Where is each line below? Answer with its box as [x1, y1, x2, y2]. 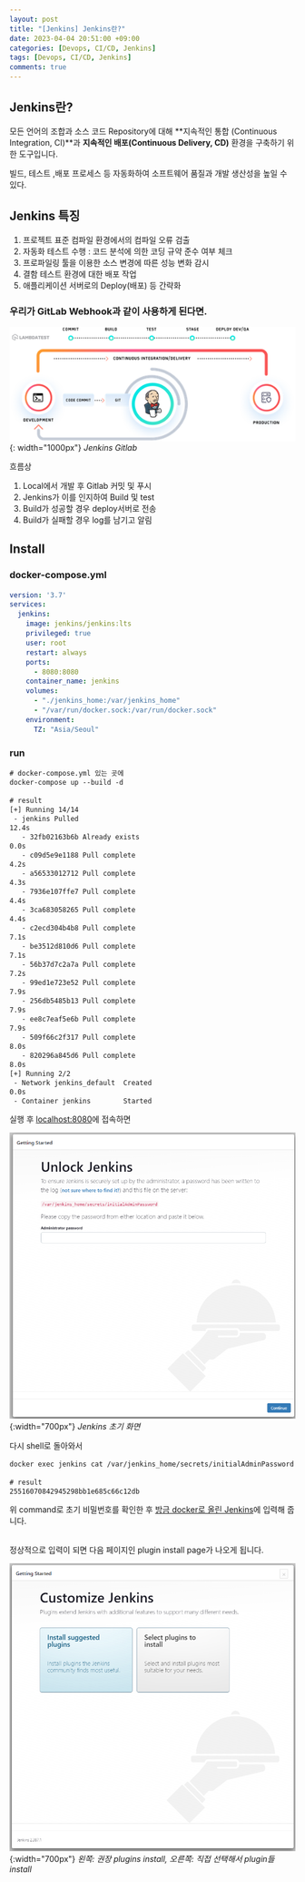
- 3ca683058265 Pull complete [21, 905, 136, 914]
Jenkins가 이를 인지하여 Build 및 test [22, 492, 155, 503]
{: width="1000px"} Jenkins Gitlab [9, 442, 138, 453]
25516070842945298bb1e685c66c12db [9, 1487, 141, 1497]
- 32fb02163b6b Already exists [21, 832, 141, 841]
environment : [25, 715, 75, 724]
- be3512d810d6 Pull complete [21, 941, 136, 951]
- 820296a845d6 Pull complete [21, 1051, 136, 1060]
